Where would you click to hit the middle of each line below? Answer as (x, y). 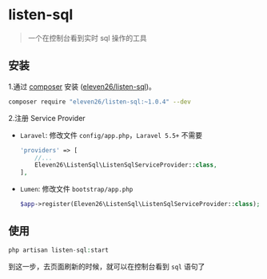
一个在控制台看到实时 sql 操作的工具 (88, 38)
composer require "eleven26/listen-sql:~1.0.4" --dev (100, 102)
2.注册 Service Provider (47, 118)
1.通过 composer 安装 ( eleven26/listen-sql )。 (82, 87)
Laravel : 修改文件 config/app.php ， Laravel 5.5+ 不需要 (111, 135)
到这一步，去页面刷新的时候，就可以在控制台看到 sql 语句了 (107, 266)
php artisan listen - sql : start (59, 250)
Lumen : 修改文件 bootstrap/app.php (76, 189)
